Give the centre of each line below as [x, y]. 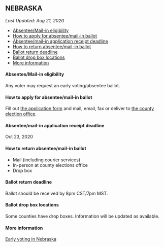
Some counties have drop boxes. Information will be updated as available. [83, 216]
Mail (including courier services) [46, 160]
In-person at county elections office [50, 165]
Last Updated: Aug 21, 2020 [35, 20]
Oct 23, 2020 [19, 137]
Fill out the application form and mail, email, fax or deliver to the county [80, 109]
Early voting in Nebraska [31, 239]
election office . [21, 114]
